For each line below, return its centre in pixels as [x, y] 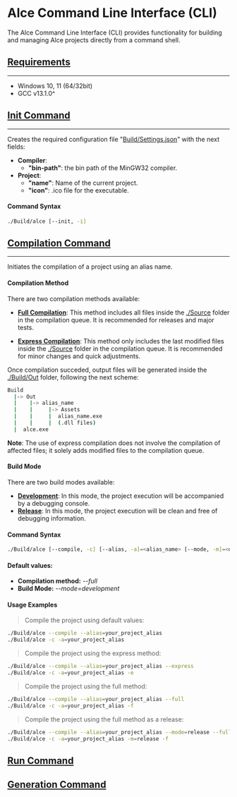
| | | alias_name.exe [58, 416]
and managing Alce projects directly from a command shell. [94, 39]
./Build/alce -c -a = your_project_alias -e [71, 673]
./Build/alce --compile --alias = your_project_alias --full [96, 699]
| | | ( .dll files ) [55, 423]
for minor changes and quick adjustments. [79, 356]
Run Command [41, 761]
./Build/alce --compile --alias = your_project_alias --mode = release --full [120, 732]
